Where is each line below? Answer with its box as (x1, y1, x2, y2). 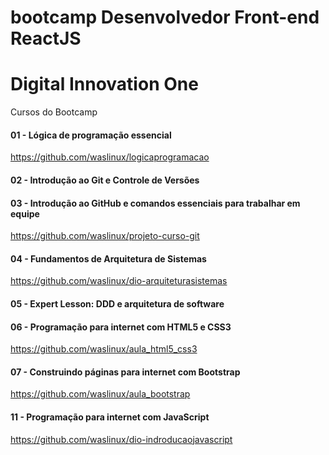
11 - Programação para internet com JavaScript (10, 411, 210, 423)
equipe (10, 207, 40, 220)
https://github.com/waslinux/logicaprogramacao (10, 151, 210, 163)
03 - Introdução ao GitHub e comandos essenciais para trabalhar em (10, 197, 301, 209)
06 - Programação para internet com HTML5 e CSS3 (10, 321, 232, 333)
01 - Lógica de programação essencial (10, 129, 172, 141)
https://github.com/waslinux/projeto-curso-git (10, 230, 200, 242)
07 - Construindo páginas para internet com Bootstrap (10, 366, 241, 378)
